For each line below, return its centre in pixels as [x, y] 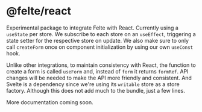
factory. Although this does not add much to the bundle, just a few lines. [96, 90]
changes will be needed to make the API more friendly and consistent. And [99, 78]
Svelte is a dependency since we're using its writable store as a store [93, 84]
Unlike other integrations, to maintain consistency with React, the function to [101, 65]
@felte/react [39, 11]
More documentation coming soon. [50, 102]
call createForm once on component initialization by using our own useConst [100, 47]
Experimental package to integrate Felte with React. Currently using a [93, 28]
